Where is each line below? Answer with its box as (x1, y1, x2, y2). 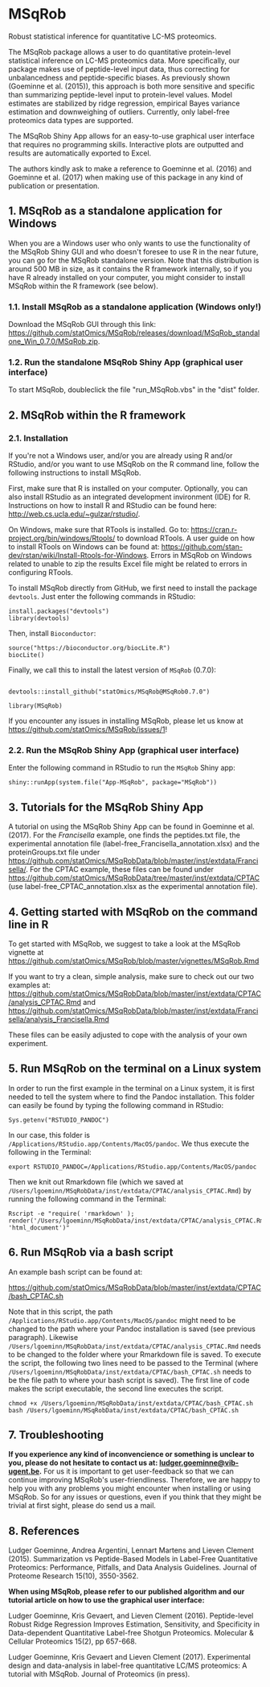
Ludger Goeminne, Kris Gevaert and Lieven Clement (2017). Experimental (8, 1652, 251, 1662)
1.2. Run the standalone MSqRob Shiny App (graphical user (8, 356, 243, 367)
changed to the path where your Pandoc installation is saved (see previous (8, 1324, 256, 1333)
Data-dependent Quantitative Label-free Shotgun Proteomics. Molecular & (8, 1628, 255, 1638)
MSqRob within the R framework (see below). (8, 281, 158, 291)
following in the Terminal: (8, 1147, 92, 1156)
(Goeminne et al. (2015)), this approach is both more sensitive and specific (8, 81, 256, 91)
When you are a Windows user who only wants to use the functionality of (8, 238, 251, 248)
